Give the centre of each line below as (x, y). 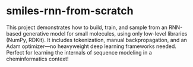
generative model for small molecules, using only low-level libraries (105, 33)
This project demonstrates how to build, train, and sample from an (87, 27)
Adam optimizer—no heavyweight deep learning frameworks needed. (91, 46)
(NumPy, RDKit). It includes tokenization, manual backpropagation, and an (96, 40)
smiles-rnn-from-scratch (70, 11)
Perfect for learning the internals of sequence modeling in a (79, 52)
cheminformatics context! (37, 59)
